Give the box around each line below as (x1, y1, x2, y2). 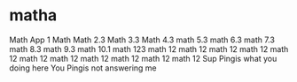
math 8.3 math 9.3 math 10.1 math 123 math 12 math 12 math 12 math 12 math (9, 43, 289, 54)
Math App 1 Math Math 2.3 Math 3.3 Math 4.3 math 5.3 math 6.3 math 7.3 (9, 34, 275, 45)
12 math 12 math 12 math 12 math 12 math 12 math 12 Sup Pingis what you (9, 53, 277, 63)
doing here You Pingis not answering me (9, 63, 157, 73)
